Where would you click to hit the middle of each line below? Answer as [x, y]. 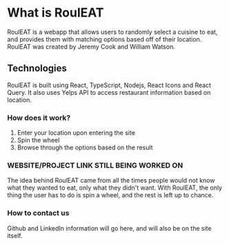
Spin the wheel [38, 140]
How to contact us [38, 213]
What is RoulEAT [56, 13]
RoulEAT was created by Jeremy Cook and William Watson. [91, 46]
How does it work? [39, 118]
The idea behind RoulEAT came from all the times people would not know [111, 181]
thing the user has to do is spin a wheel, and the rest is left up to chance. [110, 195]
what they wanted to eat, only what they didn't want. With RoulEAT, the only [115, 188]
